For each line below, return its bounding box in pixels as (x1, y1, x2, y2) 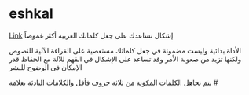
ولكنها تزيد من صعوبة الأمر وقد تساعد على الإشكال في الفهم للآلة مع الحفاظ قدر (9, 54, 242, 64)
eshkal (9, 5, 53, 23)
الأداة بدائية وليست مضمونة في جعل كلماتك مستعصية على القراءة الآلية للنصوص (9, 46, 242, 55)
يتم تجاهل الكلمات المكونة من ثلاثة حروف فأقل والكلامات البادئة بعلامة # (9, 78, 218, 87)
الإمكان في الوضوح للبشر (9, 62, 82, 71)
